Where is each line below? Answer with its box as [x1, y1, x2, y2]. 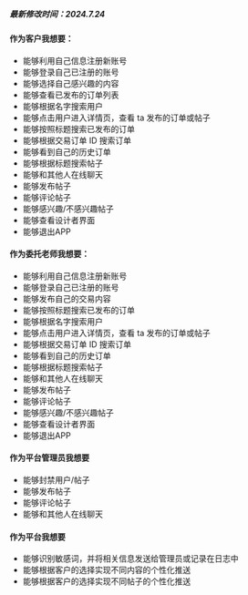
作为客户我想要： [9, 33, 74, 44]
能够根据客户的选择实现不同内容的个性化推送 [22, 565, 191, 576]
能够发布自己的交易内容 [22, 292, 111, 304]
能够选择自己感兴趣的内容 [22, 77, 119, 88]
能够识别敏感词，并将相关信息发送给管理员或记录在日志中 [22, 553, 239, 564]
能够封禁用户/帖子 [22, 474, 90, 485]
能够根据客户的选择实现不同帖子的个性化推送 [22, 576, 191, 587]
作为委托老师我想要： [9, 249, 89, 260]
